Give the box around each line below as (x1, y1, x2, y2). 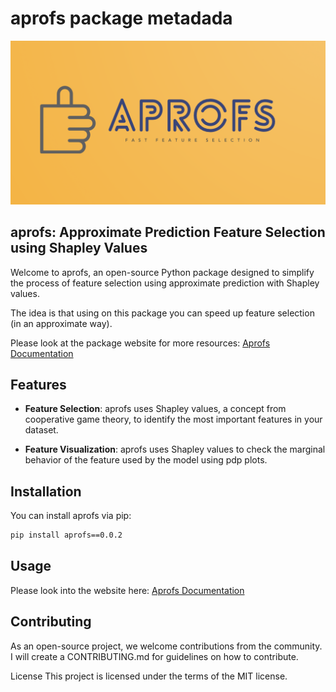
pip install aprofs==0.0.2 (10, 530, 123, 541)
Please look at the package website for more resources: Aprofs (10, 337, 271, 349)
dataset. (24, 424, 59, 436)
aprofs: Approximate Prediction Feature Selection (10, 224, 326, 241)
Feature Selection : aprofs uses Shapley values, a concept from (24, 403, 287, 415)
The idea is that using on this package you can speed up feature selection (10, 307, 315, 319)
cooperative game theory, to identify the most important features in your (24, 413, 323, 426)
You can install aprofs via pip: (10, 510, 132, 522)
